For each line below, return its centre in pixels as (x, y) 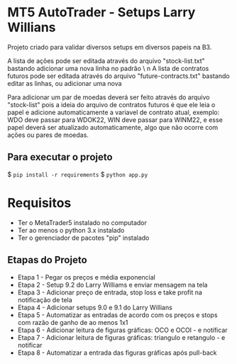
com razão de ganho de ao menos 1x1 (73, 322)
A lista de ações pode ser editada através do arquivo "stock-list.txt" (106, 60)
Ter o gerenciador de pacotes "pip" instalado (83, 238)
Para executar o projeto (60, 157)
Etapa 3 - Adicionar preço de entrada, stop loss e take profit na (110, 292)
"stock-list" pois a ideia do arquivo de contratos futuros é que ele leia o (111, 104)
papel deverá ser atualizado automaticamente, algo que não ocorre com (113, 127)
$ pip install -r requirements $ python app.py (78, 174)
